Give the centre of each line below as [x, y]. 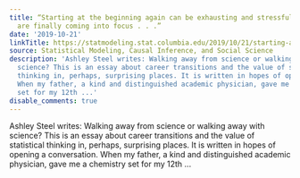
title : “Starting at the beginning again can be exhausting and [131, 17]
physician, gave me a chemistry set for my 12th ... [100, 164]
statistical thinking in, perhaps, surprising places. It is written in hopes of [143, 145]
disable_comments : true [54, 101]
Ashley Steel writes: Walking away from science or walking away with [137, 126]
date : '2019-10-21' [46, 34]
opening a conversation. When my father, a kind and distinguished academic [150, 155]
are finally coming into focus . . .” [90, 26]
